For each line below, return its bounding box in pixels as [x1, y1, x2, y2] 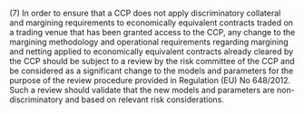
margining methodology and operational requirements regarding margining [9, 36, 289, 47]
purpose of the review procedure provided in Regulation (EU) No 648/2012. [9, 75, 291, 85]
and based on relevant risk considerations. [64, 94, 225, 105]
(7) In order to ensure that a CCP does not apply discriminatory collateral [9, 8, 281, 18]
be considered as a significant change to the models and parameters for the [9, 65, 294, 76]
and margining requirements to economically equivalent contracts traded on [9, 17, 293, 28]
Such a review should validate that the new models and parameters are [9, 85, 275, 95]
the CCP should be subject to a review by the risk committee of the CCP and [9, 56, 295, 66]
